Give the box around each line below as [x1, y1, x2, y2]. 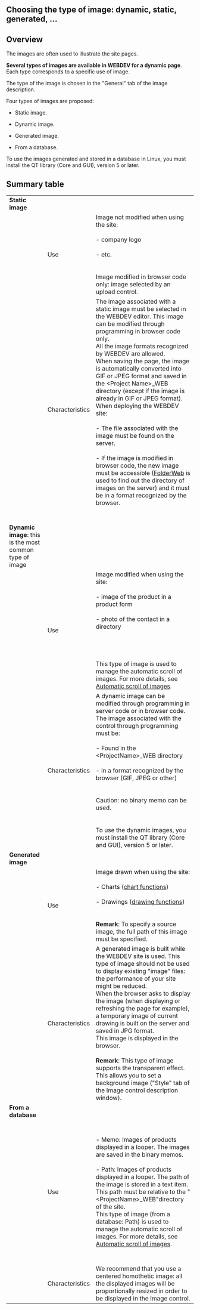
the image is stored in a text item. [95, 1181, 189, 1189]
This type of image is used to [95, 660, 177, 668]
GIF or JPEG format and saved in [95, 372, 187, 381]
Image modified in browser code [95, 273, 186, 281]
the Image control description [95, 1086, 179, 1095]
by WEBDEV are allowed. [95, 350, 165, 358]
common [9, 546, 34, 554]
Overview [6, 34, 43, 44]
